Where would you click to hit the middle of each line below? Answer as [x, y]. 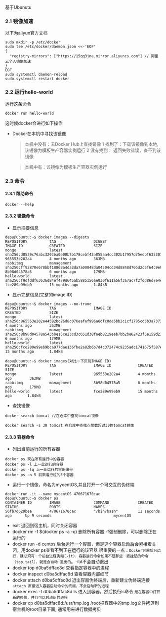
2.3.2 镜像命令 [20, 216]
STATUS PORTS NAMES [55, 507]
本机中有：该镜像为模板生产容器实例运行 [66, 167]
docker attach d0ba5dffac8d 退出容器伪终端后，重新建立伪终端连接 [81, 580]
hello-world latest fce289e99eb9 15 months [82, 391]
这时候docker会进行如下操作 [34, 123]
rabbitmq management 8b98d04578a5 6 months [80, 383]
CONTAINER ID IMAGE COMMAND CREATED [79, 503]
